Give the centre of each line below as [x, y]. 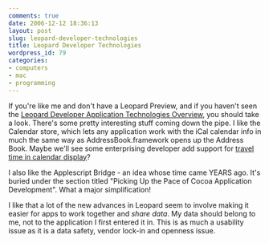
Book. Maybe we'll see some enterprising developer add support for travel [131, 148]
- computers [28, 68]
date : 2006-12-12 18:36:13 [53, 23]
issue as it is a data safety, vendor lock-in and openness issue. [112, 230]
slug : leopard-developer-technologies [73, 38]
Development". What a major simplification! [79, 189]
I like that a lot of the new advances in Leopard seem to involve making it [128, 205]
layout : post [30, 30]
